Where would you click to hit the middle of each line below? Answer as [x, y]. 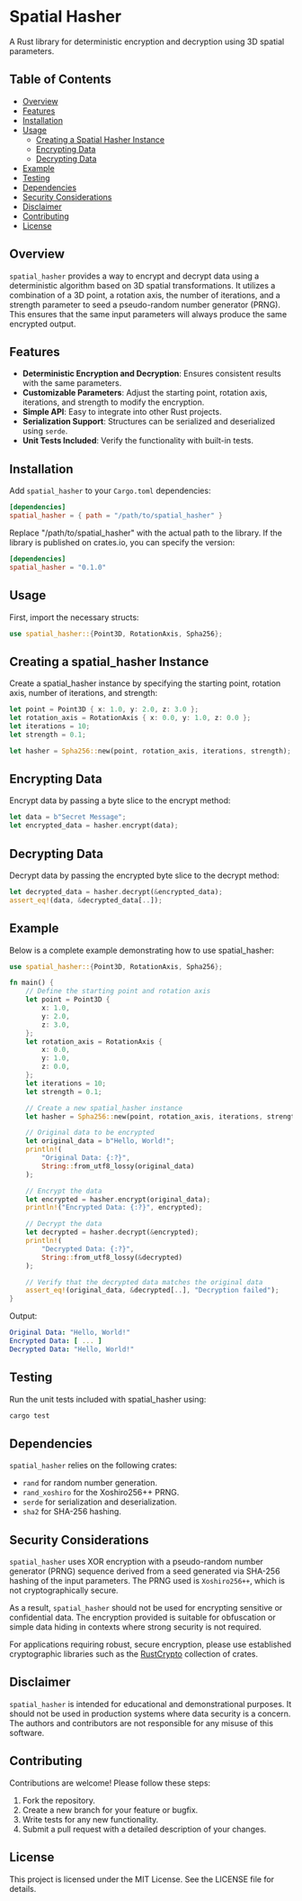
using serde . [45, 431]
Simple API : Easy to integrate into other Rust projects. [122, 412]
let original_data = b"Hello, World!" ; [100, 1141]
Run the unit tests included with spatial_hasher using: [108, 1399]
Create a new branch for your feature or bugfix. [110, 1810]
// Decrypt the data [64, 1224]
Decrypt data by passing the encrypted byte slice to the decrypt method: [145, 875]
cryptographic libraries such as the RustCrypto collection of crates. [134, 1654]
